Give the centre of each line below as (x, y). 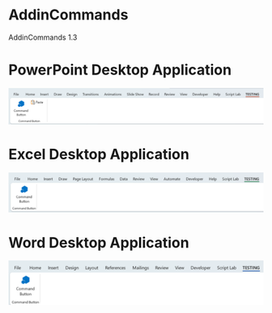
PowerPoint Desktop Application (120, 70)
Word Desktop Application (99, 242)
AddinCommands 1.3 (43, 37)
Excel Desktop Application (99, 154)
